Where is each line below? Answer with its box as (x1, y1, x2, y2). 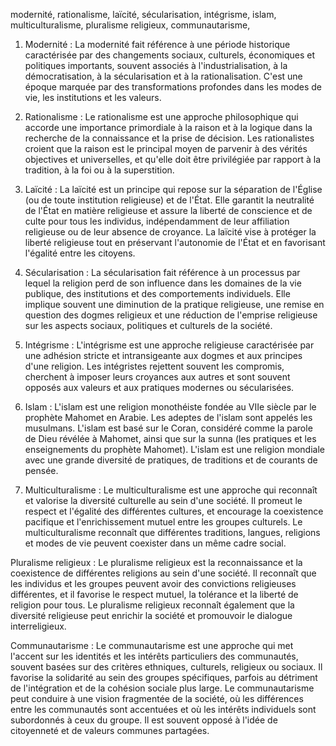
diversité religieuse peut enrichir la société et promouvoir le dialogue (10, 610, 293, 621)
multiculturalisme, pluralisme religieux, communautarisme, (10, 19, 251, 31)
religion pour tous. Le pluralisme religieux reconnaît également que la (10, 599, 295, 611)
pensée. (24, 465, 59, 476)
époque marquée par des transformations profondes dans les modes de (24, 81, 322, 93)
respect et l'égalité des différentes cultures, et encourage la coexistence (24, 505, 324, 517)
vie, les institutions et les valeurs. (24, 92, 162, 103)
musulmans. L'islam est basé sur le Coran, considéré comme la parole (24, 422, 313, 434)
